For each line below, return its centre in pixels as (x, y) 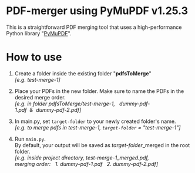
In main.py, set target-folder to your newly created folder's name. (95, 121)
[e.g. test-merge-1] (37, 79)
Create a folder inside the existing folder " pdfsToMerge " (83, 73)
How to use (34, 57)
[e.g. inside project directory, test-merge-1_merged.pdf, (82, 158)
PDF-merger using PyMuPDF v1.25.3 (97, 11)
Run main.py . (30, 139)
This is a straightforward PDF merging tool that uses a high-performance (94, 27)
